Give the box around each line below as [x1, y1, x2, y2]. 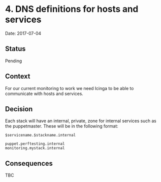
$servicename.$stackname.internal [5, 133, 76, 138]
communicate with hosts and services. [5, 91, 84, 96]
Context [5, 72, 31, 81]
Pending [5, 58, 22, 64]
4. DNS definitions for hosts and [5, 3, 139, 15]
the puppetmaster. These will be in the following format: [5, 123, 119, 129]
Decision [5, 105, 33, 113]
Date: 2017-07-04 [5, 30, 41, 36]
